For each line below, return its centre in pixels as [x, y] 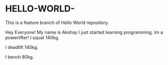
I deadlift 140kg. [22, 47]
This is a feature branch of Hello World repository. [57, 22]
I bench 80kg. [20, 57]
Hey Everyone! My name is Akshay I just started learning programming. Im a [84, 32]
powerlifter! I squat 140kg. [32, 37]
